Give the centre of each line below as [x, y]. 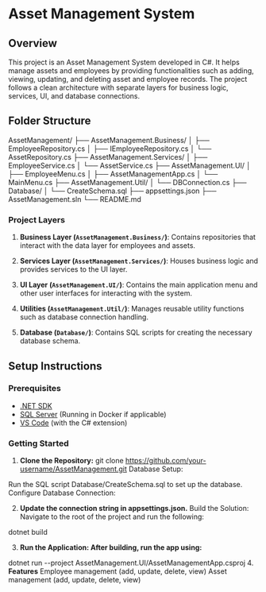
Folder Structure [50, 121]
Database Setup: [156, 469]
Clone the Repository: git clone [72, 461]
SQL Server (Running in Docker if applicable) [93, 414]
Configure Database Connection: [62, 493]
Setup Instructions [55, 366]
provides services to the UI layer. [73, 269]
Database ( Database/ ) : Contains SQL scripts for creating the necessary [136, 333]
